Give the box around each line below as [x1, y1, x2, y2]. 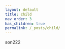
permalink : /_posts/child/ [5, 26, 61, 31]
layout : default [5, 7, 38, 12]
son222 [5, 39, 21, 45]
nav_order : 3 [5, 16, 32, 21]
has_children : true [5, 21, 45, 26]
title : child [5, 12, 32, 17]
